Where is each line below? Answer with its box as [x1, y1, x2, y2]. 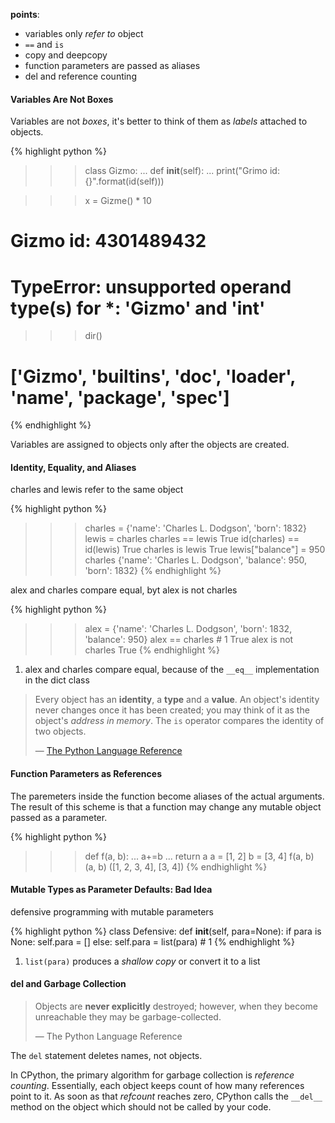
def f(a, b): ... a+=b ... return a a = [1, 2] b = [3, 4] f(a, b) [84, 850, 315, 862]
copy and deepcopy [24, 49, 108, 61]
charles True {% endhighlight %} [84, 644, 220, 656]
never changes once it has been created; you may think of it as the [34, 704, 310, 716]
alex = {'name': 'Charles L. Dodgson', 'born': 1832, [84, 623, 293, 635]
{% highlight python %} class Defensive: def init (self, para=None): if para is [10, 925, 322, 937]
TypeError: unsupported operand [10, 275, 292, 298]
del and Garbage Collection [10, 978, 127, 990]
